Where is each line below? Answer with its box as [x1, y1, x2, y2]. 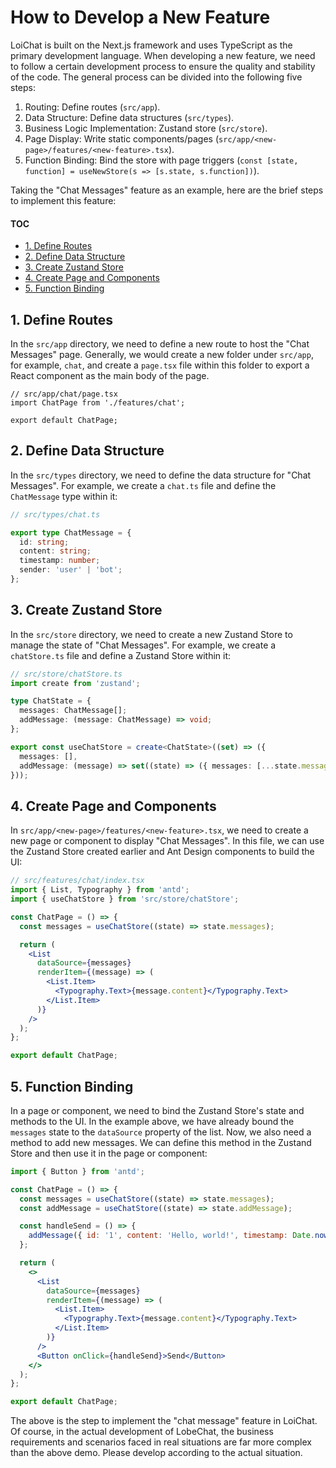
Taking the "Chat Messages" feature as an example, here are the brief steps [10, 184, 324, 196]
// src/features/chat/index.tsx [10, 876, 145, 886]
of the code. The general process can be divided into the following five [10, 71, 303, 83]
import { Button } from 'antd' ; [10, 1166, 145, 1176]
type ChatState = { [10, 696, 92, 706]
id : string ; [19, 537, 70, 547]
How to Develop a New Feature [10, 6, 271, 29]
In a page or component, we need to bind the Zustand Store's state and [10, 1104, 305, 1116]
